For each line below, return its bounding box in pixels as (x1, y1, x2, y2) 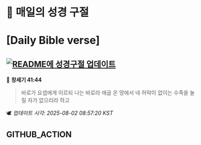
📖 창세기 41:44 (6, 76, 42, 83)
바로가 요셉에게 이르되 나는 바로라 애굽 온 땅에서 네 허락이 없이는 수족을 (21, 89, 189, 97)
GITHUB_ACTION (6, 129, 72, 140)
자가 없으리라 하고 (27, 97, 70, 104)
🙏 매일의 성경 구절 (6, 5, 89, 19)
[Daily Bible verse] (6, 34, 100, 47)
